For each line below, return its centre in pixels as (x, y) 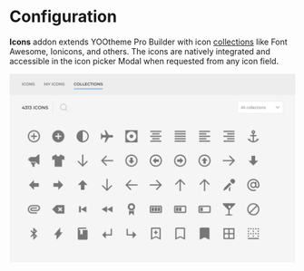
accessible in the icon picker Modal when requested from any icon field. (144, 61)
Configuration (64, 17)
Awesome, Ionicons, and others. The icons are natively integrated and (140, 51)
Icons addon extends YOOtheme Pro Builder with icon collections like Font (148, 42)
